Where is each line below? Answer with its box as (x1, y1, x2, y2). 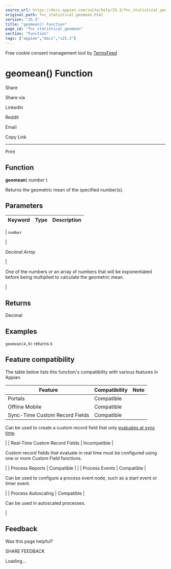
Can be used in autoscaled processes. (5, 500, 85, 506)
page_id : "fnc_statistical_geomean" (5, 26, 83, 32)
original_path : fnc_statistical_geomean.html (5, 12, 103, 17)
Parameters (5, 202, 43, 210)
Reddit (5, 114, 19, 120)
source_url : (5, 7, 31, 13)
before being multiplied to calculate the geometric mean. (5, 274, 124, 280)
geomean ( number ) (5, 177, 48, 183)
